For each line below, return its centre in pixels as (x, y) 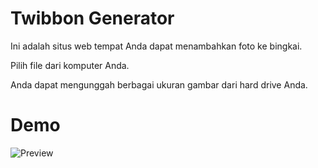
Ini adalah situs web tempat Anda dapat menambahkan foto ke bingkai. (156, 46)
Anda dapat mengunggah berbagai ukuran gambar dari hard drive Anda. (159, 84)
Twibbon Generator (92, 18)
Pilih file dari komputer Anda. (70, 65)
